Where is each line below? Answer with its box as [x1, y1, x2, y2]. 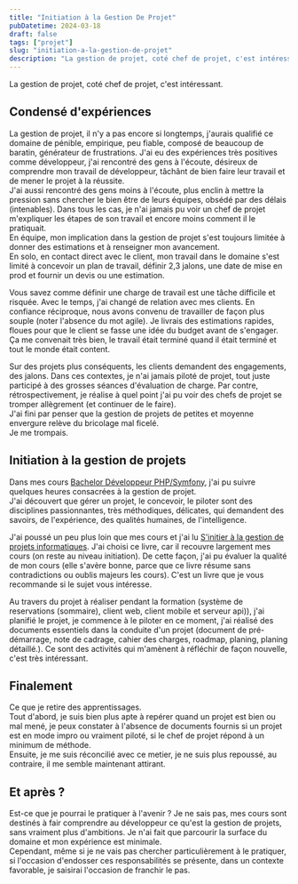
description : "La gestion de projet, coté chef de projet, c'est [9, 54, 255, 63]
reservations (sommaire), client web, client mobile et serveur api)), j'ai [9, 606, 264, 616]
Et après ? [9, 784, 65, 800]
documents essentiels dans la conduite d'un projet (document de [9, 624, 247, 635]
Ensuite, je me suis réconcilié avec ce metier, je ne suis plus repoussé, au [9, 749, 278, 760]
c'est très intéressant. [9, 653, 89, 663]
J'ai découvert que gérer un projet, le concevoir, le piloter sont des [9, 495, 253, 506]
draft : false [9, 29, 58, 38]
